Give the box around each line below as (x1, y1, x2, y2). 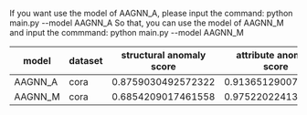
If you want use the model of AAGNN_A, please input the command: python (9, 8, 293, 18)
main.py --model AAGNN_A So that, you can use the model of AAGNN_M (9, 17, 285, 28)
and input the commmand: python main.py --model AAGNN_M (9, 27, 244, 37)
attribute (236, 49, 275, 61)
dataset (69, 55, 103, 67)
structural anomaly (121, 49, 206, 61)
